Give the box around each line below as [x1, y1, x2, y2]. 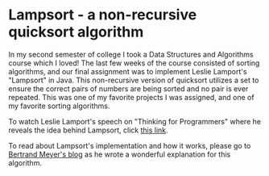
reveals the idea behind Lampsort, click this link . [8, 125, 168, 135]
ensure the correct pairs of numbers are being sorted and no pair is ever [8, 83, 249, 94]
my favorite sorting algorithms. [8, 101, 110, 111]
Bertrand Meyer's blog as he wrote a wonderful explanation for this [8, 149, 231, 159]
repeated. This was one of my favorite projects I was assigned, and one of [8, 92, 255, 102]
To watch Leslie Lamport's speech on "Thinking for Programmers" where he [8, 116, 262, 126]
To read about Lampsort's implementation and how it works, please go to [8, 140, 251, 150]
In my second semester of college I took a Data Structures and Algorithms [8, 49, 254, 59]
